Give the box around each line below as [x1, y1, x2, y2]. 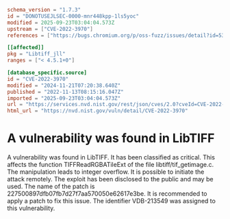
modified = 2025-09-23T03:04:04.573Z [7, 19, 115, 26]
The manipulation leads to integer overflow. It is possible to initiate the [7, 168, 205, 176]
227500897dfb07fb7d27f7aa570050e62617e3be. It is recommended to [7, 190, 207, 198]
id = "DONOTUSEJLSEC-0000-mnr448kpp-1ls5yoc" [7, 12, 139, 20]
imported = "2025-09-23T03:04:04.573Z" [7, 94, 121, 102]
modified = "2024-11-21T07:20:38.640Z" [7, 82, 121, 89]
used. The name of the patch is [7, 182, 95, 191]
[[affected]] [7, 44, 44, 51]
